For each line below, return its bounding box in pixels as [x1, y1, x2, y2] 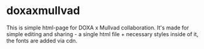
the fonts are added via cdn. [6, 37, 78, 44]
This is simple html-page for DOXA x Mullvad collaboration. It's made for [6, 24, 189, 31]
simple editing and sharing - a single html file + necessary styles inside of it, [6, 30, 198, 37]
